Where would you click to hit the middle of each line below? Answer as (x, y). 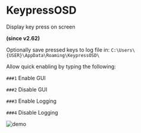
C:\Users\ (123, 50)
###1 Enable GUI (26, 78)
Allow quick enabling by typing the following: (61, 66)
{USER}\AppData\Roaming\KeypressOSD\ (53, 55)
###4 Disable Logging (32, 112)
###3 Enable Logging (31, 101)
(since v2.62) (23, 38)
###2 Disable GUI (27, 89)
